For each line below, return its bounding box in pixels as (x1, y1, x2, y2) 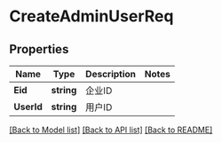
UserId (13, 100, 43, 113)
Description (85, 68, 136, 80)
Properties (9, 42, 69, 57)
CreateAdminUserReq (9, 6, 174, 27)
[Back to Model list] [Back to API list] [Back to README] (9, 124, 213, 135)
